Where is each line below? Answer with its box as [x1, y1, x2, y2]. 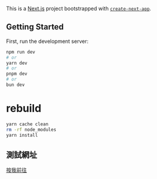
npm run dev [6, 49, 35, 55]
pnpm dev [6, 71, 28, 77]
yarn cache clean [6, 121, 49, 127]
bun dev [6, 82, 25, 88]
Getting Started [6, 22, 64, 32]
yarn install [6, 132, 38, 138]
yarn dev [6, 60, 28, 66]
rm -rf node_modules [6, 127, 57, 132]
